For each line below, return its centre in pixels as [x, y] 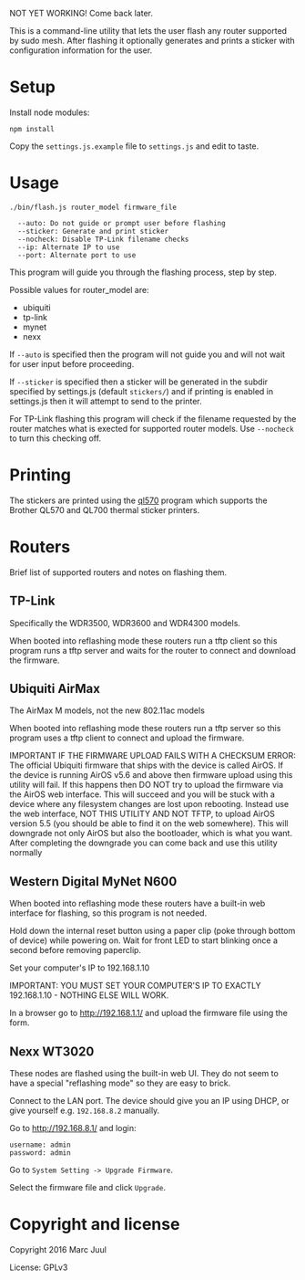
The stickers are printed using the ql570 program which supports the [138, 500]
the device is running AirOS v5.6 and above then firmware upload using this [151, 775]
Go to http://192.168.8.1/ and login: [73, 1128]
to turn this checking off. [56, 438]
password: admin [40, 1153]
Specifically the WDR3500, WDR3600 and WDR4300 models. [125, 623]
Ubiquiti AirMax [55, 688]
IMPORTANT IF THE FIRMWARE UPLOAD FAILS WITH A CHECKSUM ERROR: [152, 756]
